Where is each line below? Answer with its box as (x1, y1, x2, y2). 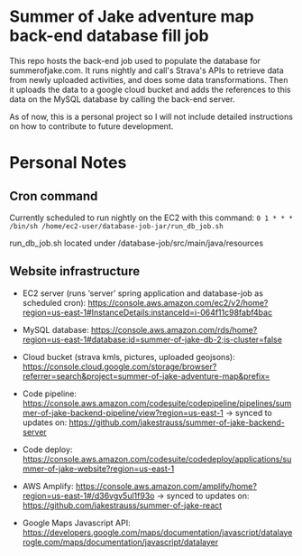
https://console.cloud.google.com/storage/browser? (22, 361, 217, 372)
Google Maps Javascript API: (22, 517, 131, 528)
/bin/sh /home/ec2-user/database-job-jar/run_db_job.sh (9, 221, 224, 231)
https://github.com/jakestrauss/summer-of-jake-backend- (69, 417, 286, 428)
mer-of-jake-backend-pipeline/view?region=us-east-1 (22, 407, 224, 418)
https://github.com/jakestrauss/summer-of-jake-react (22, 499, 223, 511)
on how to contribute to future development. (9, 120, 174, 132)
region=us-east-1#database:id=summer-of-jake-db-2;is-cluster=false (22, 334, 282, 345)
